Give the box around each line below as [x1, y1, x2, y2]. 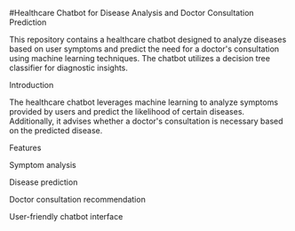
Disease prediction [9, 177, 78, 187]
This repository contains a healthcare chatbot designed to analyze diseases [9, 35, 287, 44]
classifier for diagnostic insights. [9, 62, 129, 73]
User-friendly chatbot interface [9, 211, 124, 221]
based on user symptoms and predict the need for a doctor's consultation [9, 44, 280, 54]
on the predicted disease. [9, 125, 103, 136]
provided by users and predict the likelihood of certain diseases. [9, 107, 245, 116]
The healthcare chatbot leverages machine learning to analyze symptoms [9, 97, 278, 108]
